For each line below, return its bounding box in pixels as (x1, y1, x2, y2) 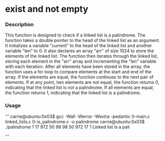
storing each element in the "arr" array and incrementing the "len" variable (5, 58, 157, 65)
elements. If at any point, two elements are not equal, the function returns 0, (5, 79, 160, 85)
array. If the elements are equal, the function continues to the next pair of (5, 74, 154, 80)
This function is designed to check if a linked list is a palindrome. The (5, 32, 146, 38)
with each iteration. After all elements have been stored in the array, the (5, 64, 150, 70)
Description (5, 21, 34, 28)
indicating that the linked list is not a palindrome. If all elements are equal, (5, 85, 154, 91)
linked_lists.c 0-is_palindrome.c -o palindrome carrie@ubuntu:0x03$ (5, 118, 145, 124)
